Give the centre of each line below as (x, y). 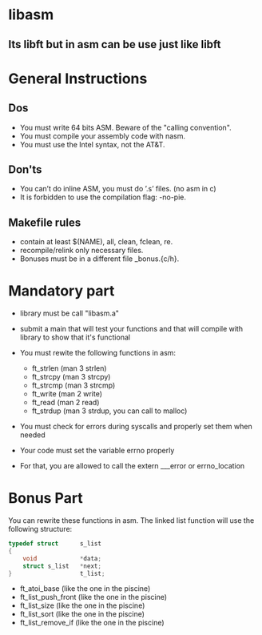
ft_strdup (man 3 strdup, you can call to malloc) (109, 411)
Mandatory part (62, 291)
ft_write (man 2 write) (67, 394)
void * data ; (62, 558)
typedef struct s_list (55, 544)
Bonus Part (46, 498)
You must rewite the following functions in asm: (98, 353)
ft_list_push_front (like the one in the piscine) (93, 597)
